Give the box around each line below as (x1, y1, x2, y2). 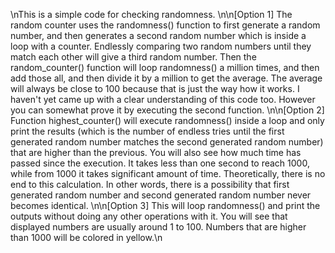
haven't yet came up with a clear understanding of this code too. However (10, 94, 316, 105)
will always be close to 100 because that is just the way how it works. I (10, 83, 300, 94)
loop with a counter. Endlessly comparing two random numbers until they (10, 40, 312, 52)
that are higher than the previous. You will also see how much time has (10, 147, 302, 158)
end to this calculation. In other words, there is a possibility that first (10, 179, 290, 190)
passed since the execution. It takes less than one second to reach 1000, (10, 157, 310, 169)
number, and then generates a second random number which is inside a (10, 30, 307, 41)
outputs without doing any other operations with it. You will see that (10, 210, 288, 222)
